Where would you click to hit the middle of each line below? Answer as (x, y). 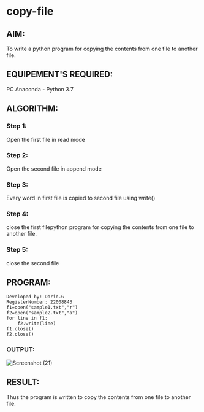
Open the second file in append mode (54, 169)
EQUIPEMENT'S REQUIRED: (60, 75)
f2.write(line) (37, 324)
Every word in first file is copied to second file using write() (81, 198)
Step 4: (17, 214)
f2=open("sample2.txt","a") (42, 313)
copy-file (30, 11)
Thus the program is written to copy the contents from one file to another (99, 397)
